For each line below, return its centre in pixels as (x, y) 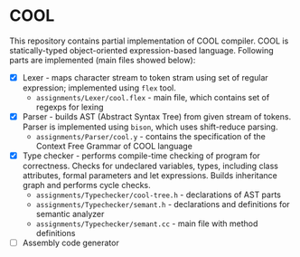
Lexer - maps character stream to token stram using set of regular (145, 77)
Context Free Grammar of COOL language (114, 147)
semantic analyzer (70, 214)
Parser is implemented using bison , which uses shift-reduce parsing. (150, 127)
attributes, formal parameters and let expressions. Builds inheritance (150, 176)
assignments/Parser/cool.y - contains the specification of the (151, 137)
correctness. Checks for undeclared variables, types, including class (150, 166)
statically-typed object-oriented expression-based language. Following (141, 50)
